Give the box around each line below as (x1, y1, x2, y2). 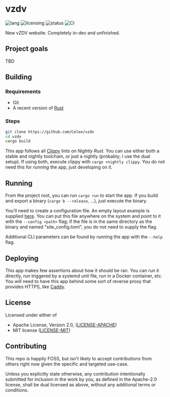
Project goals (5, 44, 48, 53)
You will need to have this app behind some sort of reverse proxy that (5, 278, 151, 284)
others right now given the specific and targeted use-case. (5, 361, 129, 367)
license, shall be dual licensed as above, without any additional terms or (5, 381, 156, 387)
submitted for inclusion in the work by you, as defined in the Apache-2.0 (5, 376, 157, 382)
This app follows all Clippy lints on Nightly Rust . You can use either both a (5, 148, 159, 154)
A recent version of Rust (12, 105, 64, 111)
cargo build (5, 138, 31, 144)
